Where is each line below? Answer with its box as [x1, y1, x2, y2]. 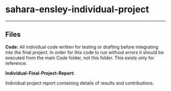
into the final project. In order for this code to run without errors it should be [5, 49, 164, 55]
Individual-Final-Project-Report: [5, 70, 75, 76]
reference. [5, 60, 27, 66]
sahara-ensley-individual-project [5, 4, 149, 15]
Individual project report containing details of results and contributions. [5, 80, 154, 86]
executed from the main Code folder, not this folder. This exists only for [5, 55, 155, 61]
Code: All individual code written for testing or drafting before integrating [5, 43, 159, 50]
